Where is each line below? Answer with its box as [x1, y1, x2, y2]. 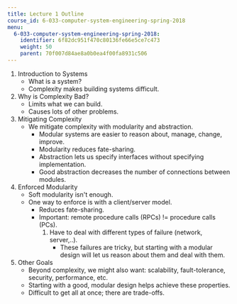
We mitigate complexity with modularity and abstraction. [28, 122, 194, 131]
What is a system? [28, 77, 82, 85]
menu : [7, 23, 23, 31]
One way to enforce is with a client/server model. [28, 197, 172, 206]
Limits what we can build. [28, 99, 103, 108]
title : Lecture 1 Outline [7, 10, 84, 18]
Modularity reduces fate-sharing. [38, 145, 136, 153]
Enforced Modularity [17, 183, 78, 191]
